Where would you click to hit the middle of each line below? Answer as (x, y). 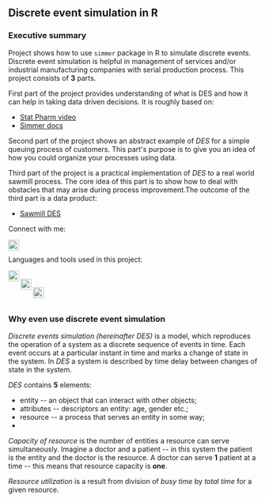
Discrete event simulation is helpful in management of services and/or (122, 61)
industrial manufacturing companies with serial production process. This (126, 70)
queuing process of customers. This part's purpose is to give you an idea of (132, 149)
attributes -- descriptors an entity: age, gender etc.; (104, 408)
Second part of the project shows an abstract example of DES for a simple (129, 141)
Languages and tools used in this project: (76, 259)
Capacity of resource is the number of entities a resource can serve (119, 440)
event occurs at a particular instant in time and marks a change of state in (128, 353)
